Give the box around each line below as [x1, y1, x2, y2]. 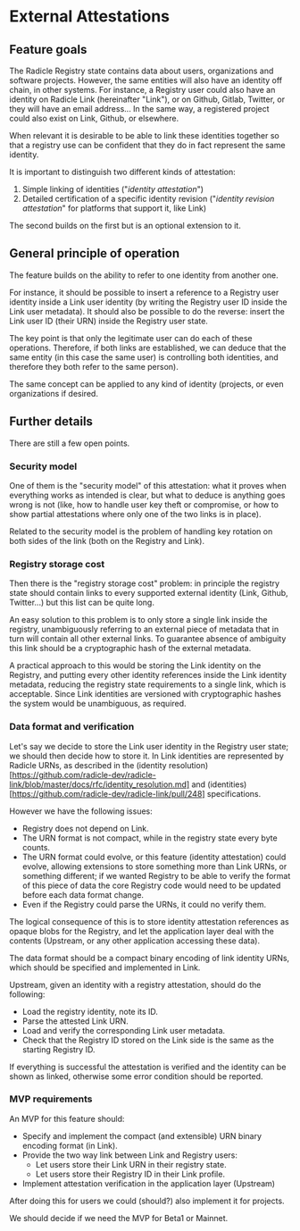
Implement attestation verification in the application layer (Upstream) [21, 1177, 275, 1189]
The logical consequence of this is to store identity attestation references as [9, 916, 289, 926]
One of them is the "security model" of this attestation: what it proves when [9, 480, 287, 490]
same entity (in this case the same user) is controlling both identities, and [9, 351, 279, 363]
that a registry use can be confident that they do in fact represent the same [9, 140, 286, 150]
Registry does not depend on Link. [21, 823, 149, 833]
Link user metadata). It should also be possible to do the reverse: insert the [9, 306, 286, 316]
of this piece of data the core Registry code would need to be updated [21, 880, 281, 891]
